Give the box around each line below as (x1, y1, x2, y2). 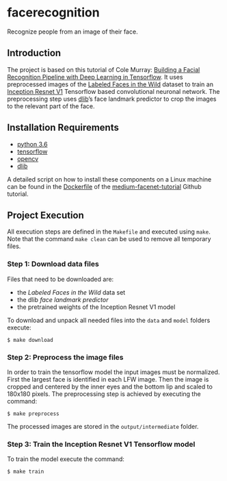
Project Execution (7, 209, 84, 221)
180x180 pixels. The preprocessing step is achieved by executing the (7, 389, 201, 398)
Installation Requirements (7, 122, 120, 134)
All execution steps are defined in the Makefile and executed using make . (7, 227, 211, 236)
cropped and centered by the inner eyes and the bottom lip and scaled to (7, 382, 213, 391)
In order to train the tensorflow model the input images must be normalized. (7, 368, 220, 376)
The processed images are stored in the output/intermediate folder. (7, 422, 199, 430)
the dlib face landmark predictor (16, 295, 109, 304)
